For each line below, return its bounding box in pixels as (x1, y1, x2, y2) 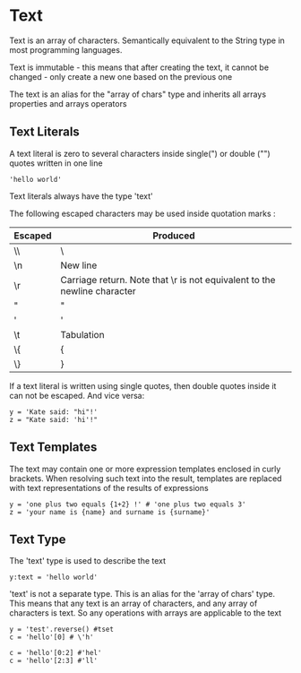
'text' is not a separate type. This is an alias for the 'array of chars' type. (9, 589, 276, 600)
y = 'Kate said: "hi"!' (9, 407, 99, 417)
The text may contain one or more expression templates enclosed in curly (9, 463, 281, 474)
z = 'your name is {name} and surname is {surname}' (9, 507, 211, 516)
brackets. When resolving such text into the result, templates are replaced (9, 472, 282, 484)
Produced (151, 229, 195, 242)
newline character (60, 284, 136, 297)
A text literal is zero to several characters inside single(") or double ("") (9, 148, 271, 159)
